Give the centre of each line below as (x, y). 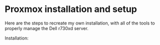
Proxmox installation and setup (71, 9)
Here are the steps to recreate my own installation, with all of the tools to (80, 23)
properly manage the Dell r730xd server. (47, 28)
